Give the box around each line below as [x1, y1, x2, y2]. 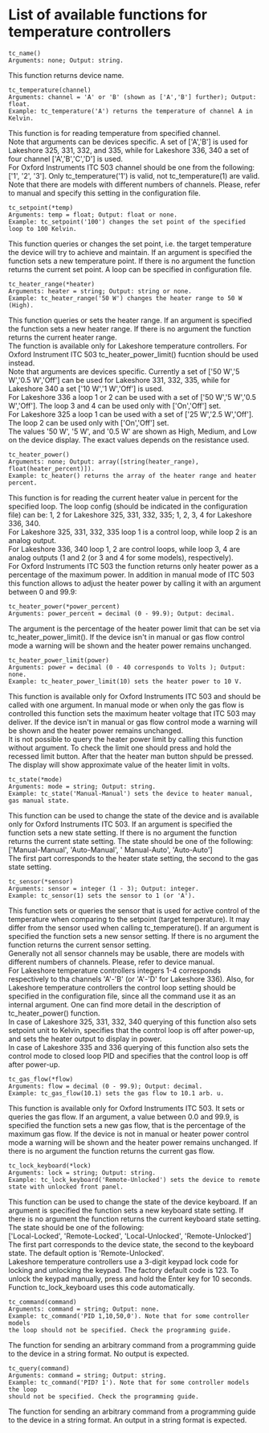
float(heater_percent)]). [8, 464, 95, 472]
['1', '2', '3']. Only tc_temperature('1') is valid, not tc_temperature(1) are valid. [8, 171, 260, 180]
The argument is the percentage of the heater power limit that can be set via [8, 624, 261, 633]
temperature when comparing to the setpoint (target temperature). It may [8, 914, 251, 924]
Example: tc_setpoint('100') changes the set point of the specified [8, 217, 247, 226]
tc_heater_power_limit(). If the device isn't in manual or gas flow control [8, 632, 245, 641]
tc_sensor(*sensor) [8, 877, 74, 886]
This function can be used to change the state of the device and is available [8, 810, 259, 820]
